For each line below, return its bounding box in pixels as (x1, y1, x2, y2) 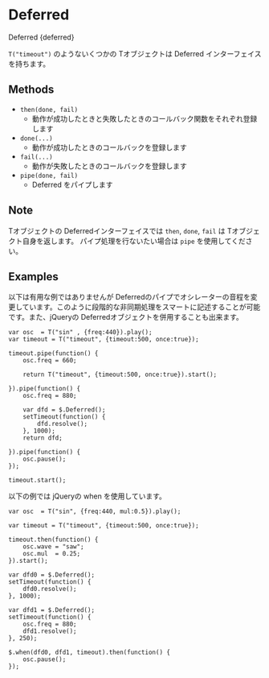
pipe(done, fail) (19, 172, 79, 180)
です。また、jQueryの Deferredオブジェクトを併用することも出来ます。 (8, 312, 243, 322)
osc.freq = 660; (22, 357, 78, 365)
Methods (8, 83, 55, 97)
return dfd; (22, 434, 63, 442)
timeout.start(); (8, 477, 67, 485)
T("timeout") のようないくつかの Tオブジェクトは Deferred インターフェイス (8, 48, 262, 58)
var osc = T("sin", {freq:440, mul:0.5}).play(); (8, 507, 181, 516)
